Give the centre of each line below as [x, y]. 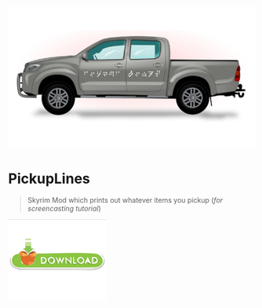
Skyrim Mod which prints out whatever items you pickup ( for [125, 200]
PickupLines [49, 178]
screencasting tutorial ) [64, 209]
